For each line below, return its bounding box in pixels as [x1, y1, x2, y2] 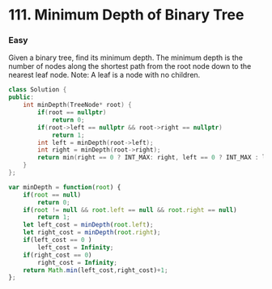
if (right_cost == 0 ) [23, 251, 92, 259]
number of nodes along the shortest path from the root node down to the [8, 62, 252, 71]
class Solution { [8, 86, 67, 94]
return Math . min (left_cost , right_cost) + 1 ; [23, 266, 168, 274]
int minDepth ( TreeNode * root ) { [23, 101, 132, 109]
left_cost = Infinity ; [37, 243, 114, 252]
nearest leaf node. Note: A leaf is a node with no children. [8, 70, 201, 80]
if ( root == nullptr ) [37, 108, 107, 117]
